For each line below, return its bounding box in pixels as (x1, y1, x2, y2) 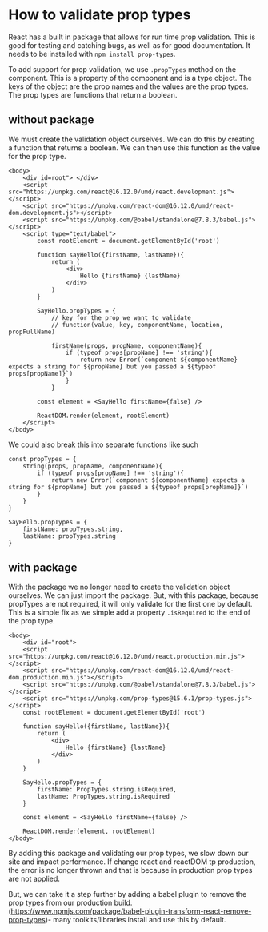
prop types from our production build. (8, 898, 133, 907)
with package (8, 561, 78, 575)
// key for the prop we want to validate (50, 313, 192, 321)
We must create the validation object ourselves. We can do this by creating (8, 134, 255, 144)
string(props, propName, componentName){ (22, 462, 162, 470)
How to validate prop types (8, 6, 191, 24)
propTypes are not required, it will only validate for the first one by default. (8, 599, 253, 608)
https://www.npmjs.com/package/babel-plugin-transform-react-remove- (10, 906, 252, 916)
